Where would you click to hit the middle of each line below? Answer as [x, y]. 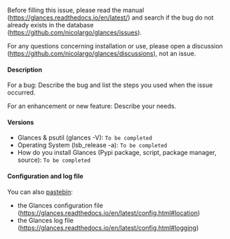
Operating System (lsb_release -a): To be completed [92, 145]
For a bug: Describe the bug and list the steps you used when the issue [110, 85]
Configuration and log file [46, 176]
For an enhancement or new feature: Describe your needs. [92, 106]
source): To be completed [54, 160]
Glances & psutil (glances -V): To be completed [85, 138]
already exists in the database [50, 25]
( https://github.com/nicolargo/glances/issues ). [75, 32]
